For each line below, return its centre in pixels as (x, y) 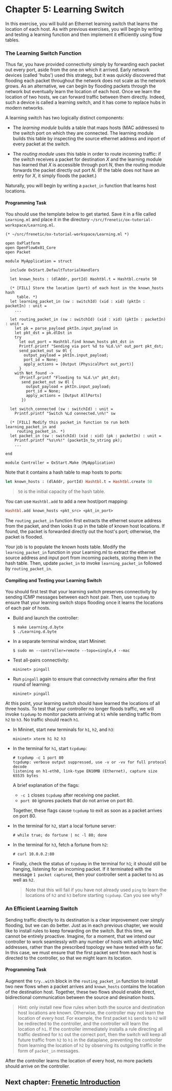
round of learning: (32, 684)
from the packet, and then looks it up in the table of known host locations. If (85, 526)
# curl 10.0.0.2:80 (34, 854)
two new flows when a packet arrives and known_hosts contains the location (85, 986)
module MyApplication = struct (39, 261)
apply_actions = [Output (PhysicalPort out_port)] (79, 365)
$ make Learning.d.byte (38, 627)
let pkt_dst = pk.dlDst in (43, 333)
